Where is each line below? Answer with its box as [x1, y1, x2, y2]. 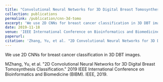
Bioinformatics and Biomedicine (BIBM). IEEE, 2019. [5, 71, 108, 77]
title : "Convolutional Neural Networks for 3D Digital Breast [5, 7, 133, 12]
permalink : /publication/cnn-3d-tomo [5, 16, 81, 21]
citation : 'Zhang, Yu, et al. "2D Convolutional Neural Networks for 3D [5, 39, 155, 43]
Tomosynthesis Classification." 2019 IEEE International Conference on [5, 66, 145, 72]
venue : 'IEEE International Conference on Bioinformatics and [5, 29, 133, 34]
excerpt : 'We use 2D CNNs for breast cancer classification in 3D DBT [5, 20, 151, 26]
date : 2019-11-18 [5, 25, 40, 30]
